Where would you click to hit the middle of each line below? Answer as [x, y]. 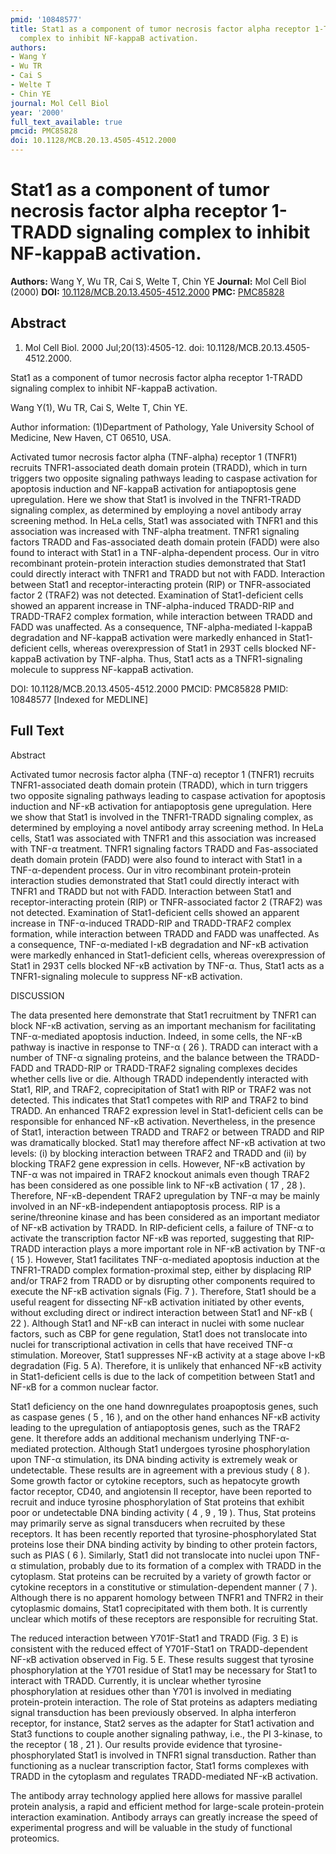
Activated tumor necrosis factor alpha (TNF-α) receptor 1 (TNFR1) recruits [162, 774]
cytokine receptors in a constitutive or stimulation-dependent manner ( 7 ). [164, 1587]
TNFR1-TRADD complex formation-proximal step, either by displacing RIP [161, 1270]
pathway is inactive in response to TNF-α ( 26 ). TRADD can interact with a [164, 1047]
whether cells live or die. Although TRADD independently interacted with [159, 1078]
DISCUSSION [37, 995]
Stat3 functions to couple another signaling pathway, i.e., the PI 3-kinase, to [166, 1733]
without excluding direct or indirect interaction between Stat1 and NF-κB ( [161, 1312]
